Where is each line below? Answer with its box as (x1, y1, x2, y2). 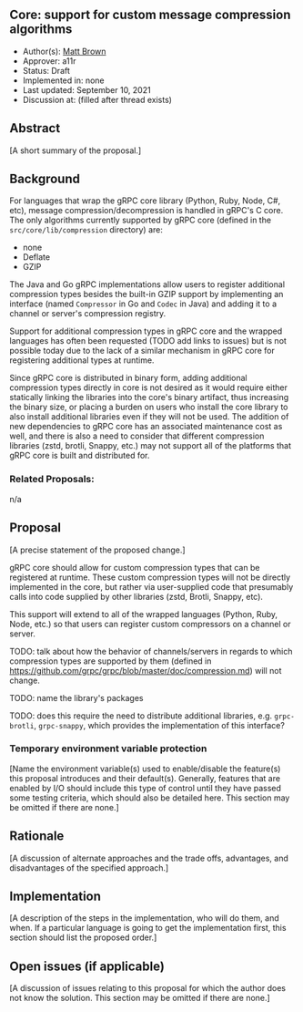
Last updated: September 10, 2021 (22, 84, 152, 95)
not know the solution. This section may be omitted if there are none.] (9, 993, 270, 1004)
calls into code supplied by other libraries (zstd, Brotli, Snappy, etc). (9, 591, 264, 602)
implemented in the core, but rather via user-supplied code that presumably (9, 581, 294, 592)
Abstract (9, 120, 61, 136)
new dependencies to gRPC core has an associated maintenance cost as (9, 421, 283, 432)
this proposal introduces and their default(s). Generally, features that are (9, 772, 280, 783)
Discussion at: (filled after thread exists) (22, 94, 173, 105)
